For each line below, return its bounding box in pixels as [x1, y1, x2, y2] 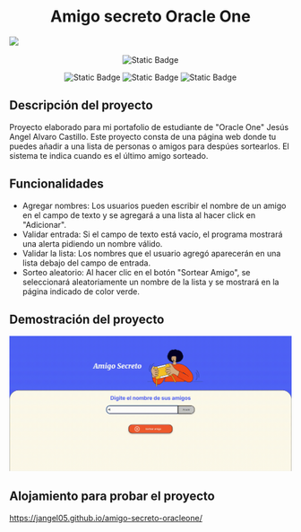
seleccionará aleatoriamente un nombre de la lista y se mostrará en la [21, 276, 279, 287]
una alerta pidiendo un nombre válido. [21, 238, 163, 249]
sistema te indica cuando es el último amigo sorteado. [9, 150, 209, 161]
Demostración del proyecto [9, 311, 165, 327]
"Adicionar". [21, 219, 67, 230]
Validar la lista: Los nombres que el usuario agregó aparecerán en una [21, 248, 281, 258]
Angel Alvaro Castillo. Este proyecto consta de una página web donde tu [9, 131, 277, 142]
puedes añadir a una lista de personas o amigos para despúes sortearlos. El [9, 141, 289, 152]
